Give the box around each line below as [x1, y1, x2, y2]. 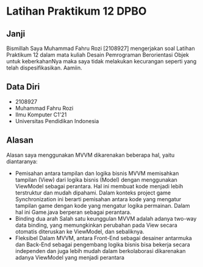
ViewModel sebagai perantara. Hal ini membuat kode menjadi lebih [15, 182, 183, 190]
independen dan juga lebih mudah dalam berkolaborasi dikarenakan [15, 247, 186, 254]
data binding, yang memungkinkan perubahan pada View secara [15, 221, 178, 229]
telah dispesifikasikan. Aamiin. [6, 64, 82, 71]
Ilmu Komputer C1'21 [15, 111, 67, 118]
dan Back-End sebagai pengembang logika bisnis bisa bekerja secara [15, 241, 190, 248]
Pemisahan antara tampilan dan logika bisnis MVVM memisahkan [15, 169, 179, 177]
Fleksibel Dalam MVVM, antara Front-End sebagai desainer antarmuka [15, 234, 192, 241]
